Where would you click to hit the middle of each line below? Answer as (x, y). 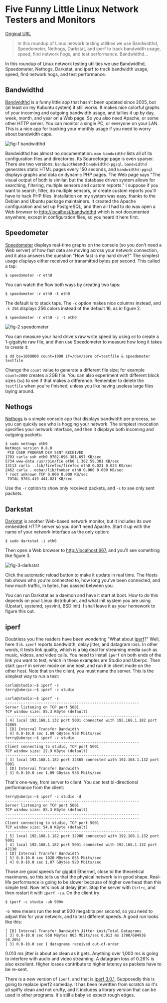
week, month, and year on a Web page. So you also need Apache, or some (82, 118)
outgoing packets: (24, 435)
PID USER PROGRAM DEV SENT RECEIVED (45, 453)
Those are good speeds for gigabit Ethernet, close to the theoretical (75, 871)
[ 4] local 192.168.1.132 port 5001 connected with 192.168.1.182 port (81, 720)
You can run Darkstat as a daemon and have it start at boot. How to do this (82, 595)
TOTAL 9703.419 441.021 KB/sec (40, 479)
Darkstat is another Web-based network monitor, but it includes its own (79, 521)
